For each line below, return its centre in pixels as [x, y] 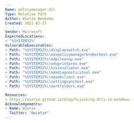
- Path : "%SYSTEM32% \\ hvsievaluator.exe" [48, 68]
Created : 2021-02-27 [26, 23]
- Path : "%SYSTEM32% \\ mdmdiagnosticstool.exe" [53, 73]
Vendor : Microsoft [24, 32]
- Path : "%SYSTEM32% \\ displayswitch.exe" [48, 50]
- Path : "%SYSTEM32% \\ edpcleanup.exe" [44, 59]
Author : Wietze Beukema [29, 18]
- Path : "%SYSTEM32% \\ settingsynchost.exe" [50, 82]
